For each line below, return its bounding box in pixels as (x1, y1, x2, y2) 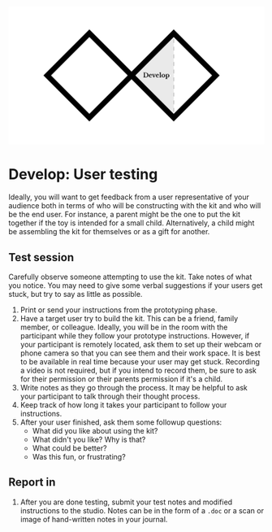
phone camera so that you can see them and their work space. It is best (19, 348, 261, 358)
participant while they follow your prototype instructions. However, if (19, 330, 250, 340)
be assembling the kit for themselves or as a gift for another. (8, 227, 210, 237)
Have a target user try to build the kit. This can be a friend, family (19, 313, 239, 323)
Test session (8, 251, 75, 264)
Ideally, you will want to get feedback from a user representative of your (8, 192, 250, 202)
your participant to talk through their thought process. (19, 391, 201, 401)
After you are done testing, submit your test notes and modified (19, 497, 233, 507)
